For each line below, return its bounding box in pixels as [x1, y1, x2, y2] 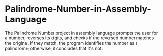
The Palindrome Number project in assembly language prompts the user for [5, 30, 158, 36]
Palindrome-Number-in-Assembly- [5, 3, 151, 15]
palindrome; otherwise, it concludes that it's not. [5, 45, 103, 51]
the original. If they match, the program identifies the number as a [5, 40, 138, 46]
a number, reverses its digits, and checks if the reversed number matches [5, 35, 154, 41]
